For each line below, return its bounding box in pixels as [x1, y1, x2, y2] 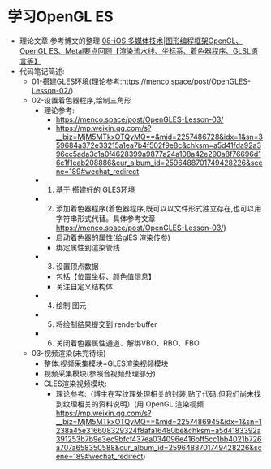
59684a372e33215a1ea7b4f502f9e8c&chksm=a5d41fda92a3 [55, 140, 261, 150]
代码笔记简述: [19, 66, 65, 76]
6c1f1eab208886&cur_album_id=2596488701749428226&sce [55, 158, 263, 167]
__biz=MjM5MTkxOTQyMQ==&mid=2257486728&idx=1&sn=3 [55, 132, 264, 141]
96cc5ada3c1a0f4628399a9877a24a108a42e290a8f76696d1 [55, 149, 261, 159]
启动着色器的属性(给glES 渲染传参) [55, 232, 171, 242]
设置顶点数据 [55, 261, 99, 271]
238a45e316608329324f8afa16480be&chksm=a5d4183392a [55, 425, 261, 435]
